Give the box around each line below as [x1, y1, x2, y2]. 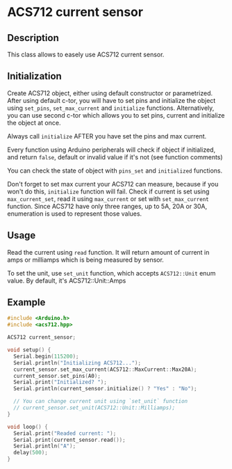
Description [7, 32, 59, 44]
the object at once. [7, 118, 61, 127]
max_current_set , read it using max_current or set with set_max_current [7, 194, 210, 202]
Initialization [7, 70, 63, 82]
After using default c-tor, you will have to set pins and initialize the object [7, 96, 216, 104]
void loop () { [7, 423, 49, 430]
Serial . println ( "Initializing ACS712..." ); [13, 359, 141, 366]
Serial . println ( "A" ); [13, 443, 76, 450]
